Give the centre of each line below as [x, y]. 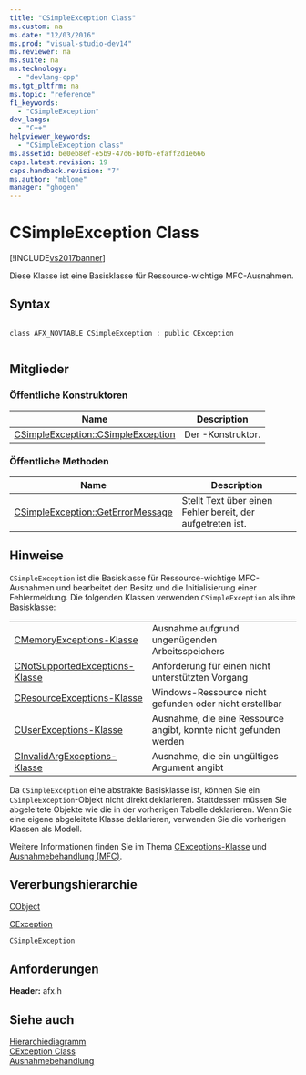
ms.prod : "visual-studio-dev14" [71, 43]
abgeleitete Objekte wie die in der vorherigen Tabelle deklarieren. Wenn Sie [151, 809]
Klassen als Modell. [46, 829]
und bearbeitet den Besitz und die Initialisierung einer [156, 587]
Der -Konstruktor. [223, 434]
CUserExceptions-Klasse [68, 729]
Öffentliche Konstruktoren [69, 395]
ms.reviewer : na [40, 52]
